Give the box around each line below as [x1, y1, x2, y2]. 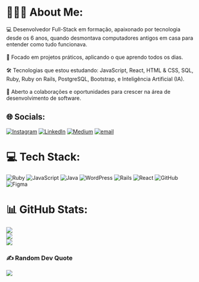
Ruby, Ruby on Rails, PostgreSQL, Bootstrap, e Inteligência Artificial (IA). [6, 75, 185, 82]
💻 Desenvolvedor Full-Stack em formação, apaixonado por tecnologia [6, 25, 181, 32]
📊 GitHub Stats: [6, 203, 88, 216]
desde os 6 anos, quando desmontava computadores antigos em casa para [6, 34, 194, 41]
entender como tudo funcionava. [6, 40, 88, 48]
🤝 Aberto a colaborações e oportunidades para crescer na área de [6, 88, 171, 95]
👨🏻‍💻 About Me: [6, 5, 83, 19]
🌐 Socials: [6, 112, 46, 122]
